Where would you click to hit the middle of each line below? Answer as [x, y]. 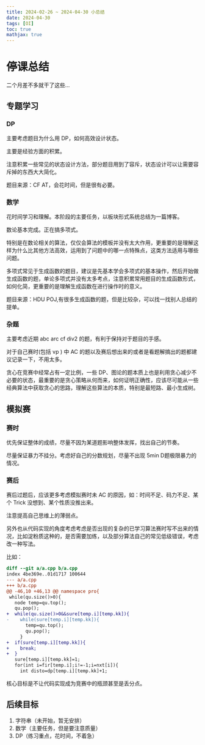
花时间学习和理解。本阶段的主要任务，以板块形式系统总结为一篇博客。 [95, 217]
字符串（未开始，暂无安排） [50, 721]
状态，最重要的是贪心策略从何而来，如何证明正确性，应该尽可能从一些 [110, 380]
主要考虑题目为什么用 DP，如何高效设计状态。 [64, 138]
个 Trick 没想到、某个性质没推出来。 [52, 503]
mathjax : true [24, 35]
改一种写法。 [22, 544]
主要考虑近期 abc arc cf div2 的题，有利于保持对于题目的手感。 [85, 339]
